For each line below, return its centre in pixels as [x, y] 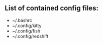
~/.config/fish [26, 31]
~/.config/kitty [27, 25]
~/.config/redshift [30, 36]
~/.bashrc [22, 20]
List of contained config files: [51, 8]
